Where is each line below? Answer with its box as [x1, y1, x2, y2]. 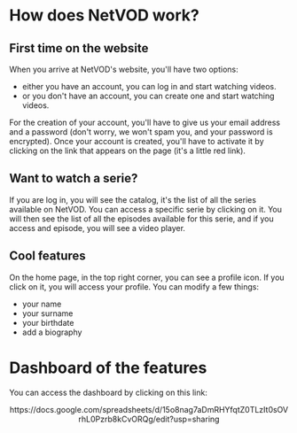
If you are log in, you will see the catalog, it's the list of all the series [9, 194, 257, 205]
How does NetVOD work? [9, 5, 199, 26]
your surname [21, 307, 74, 319]
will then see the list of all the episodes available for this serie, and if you [9, 213, 274, 224]
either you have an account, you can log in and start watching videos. [21, 81, 277, 91]
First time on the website [9, 41, 149, 56]
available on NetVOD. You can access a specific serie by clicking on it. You [9, 204, 282, 214]
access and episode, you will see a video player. [9, 222, 186, 233]
